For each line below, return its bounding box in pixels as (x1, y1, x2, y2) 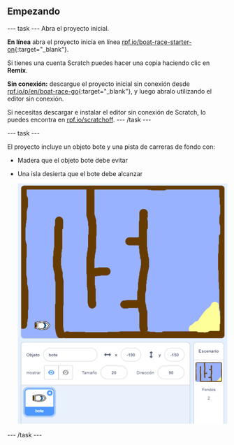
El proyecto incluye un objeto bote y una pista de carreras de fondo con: (7, 143, 215, 151)
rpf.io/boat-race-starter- (122, 38, 192, 46)
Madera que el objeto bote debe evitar (17, 156, 128, 164)
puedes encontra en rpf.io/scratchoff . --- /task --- (7, 115, 152, 124)
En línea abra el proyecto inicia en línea (7, 38, 121, 46)
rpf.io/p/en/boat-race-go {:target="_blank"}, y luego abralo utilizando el (7, 87, 212, 95)
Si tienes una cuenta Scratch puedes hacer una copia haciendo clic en (7, 59, 210, 67)
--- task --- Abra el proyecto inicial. (7, 24, 110, 32)
